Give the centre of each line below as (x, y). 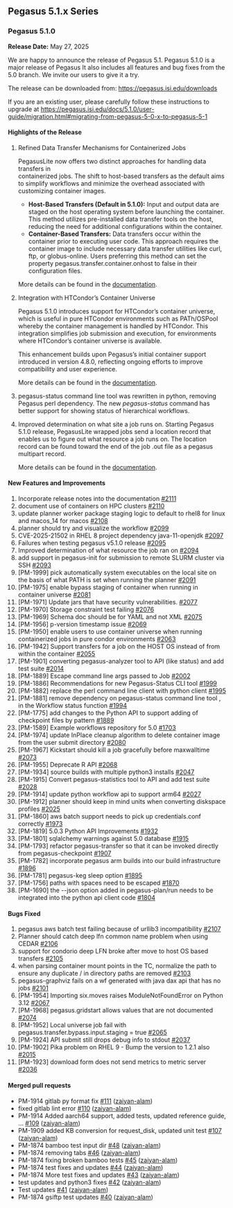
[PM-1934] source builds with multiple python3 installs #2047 (106, 772)
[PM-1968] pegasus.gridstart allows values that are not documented (115, 1010)
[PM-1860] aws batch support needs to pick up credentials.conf (110, 816)
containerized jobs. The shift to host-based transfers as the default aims (121, 176)
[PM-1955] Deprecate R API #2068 (68, 765)
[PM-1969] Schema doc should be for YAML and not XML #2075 (110, 617)
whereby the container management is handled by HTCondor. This (113, 325)
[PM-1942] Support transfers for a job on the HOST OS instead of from (119, 647)
